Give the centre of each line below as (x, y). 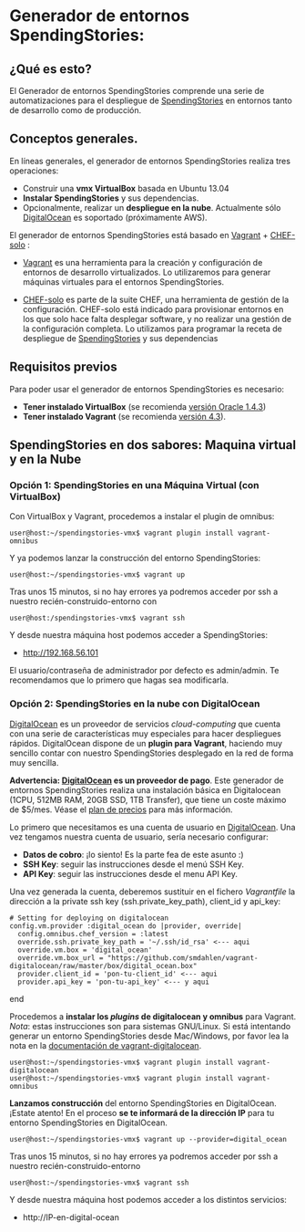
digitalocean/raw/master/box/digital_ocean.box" (103, 966)
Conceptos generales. (74, 139)
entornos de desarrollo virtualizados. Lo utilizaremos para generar (147, 272)
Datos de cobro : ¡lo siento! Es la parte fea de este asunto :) (133, 854)
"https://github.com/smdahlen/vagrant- (183, 958)
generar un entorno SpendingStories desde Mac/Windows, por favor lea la (149, 1036)
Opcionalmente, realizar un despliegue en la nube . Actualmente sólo (152, 207)
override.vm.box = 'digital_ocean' (85, 950)
